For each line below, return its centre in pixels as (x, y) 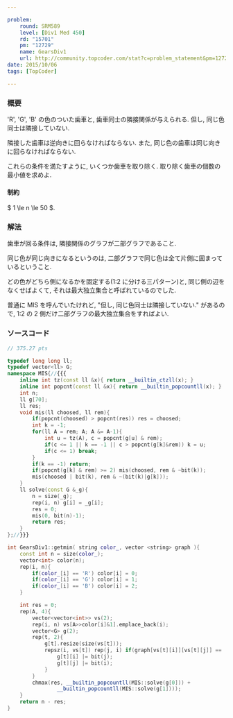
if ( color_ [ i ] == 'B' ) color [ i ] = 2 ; (85, 586)
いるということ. (29, 267)
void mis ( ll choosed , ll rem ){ (65, 412)
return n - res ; (43, 702)
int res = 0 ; (38, 605)
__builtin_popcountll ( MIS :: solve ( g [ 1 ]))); (119, 689)
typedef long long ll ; (40, 361)
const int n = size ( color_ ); (62, 554)
